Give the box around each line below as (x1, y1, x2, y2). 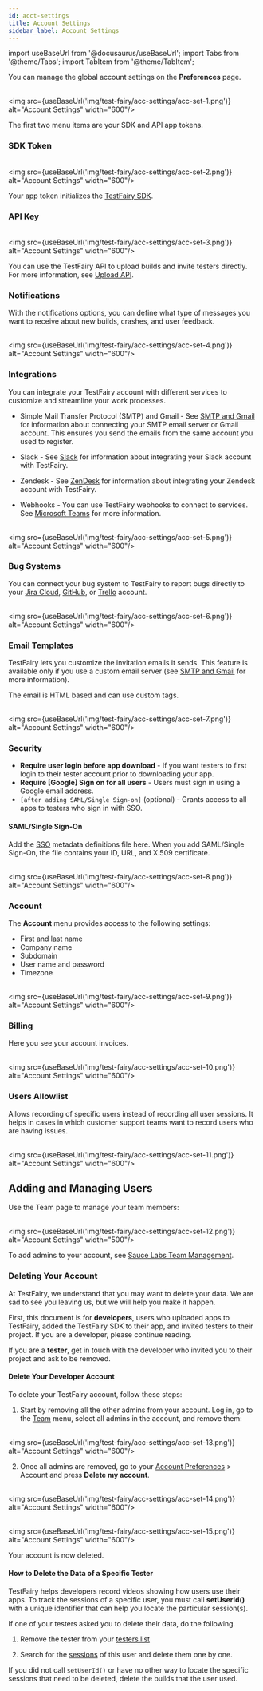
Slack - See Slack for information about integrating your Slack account (19, 452, 252, 462)
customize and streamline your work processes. (8, 395, 166, 405)
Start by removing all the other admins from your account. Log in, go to (19, 1405, 253, 1415)
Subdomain (19, 951, 58, 960)
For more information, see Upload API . (8, 269, 134, 280)
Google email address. (19, 786, 94, 796)
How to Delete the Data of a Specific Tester (8, 1569, 154, 1578)
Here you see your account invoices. (8, 1038, 129, 1048)
